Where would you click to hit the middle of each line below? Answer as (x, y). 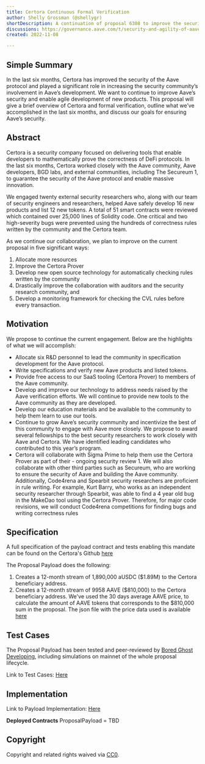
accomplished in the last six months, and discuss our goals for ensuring (97, 112)
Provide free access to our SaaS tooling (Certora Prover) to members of (105, 376)
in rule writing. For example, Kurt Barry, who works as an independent (103, 487)
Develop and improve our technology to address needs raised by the (101, 389)
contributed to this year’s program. (59, 448)
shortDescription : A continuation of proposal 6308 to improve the (94, 23)
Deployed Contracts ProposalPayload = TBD (63, 721)
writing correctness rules (47, 513)
